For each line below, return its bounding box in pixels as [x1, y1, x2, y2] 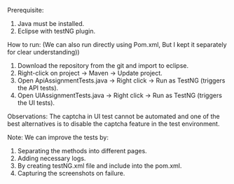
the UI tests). [17, 99, 55, 107]
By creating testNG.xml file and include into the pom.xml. [17, 162, 182, 170]
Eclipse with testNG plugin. [17, 27, 96, 35]
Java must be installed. [17, 20, 85, 27]
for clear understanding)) [7, 48, 80, 56]
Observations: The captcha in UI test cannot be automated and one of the [7, 112, 220, 120]
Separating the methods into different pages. [17, 147, 147, 155]
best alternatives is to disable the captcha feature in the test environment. [7, 120, 220, 128]
